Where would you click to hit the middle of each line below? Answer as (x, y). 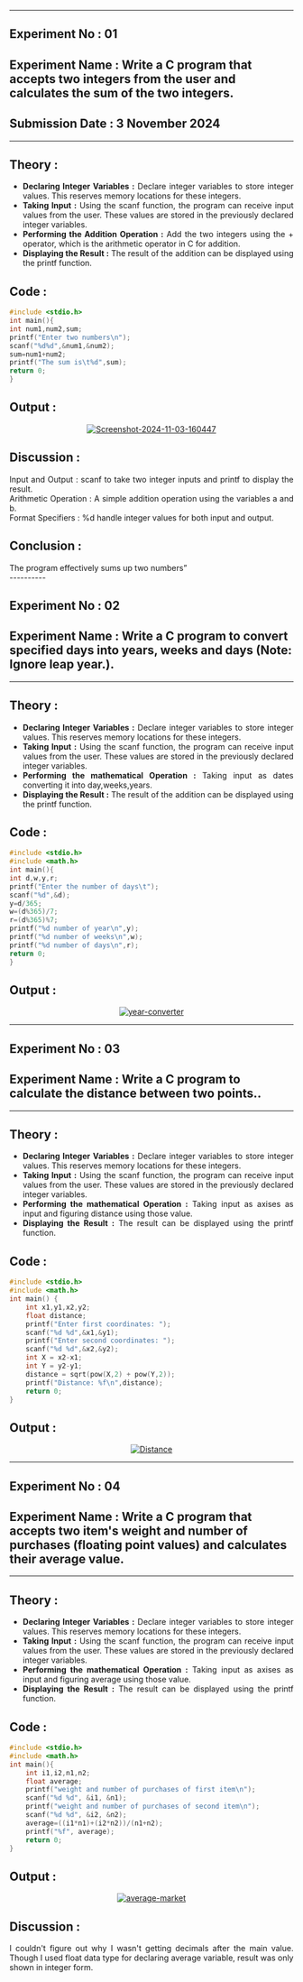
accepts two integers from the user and (123, 79)
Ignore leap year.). (62, 664)
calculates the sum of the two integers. (122, 92)
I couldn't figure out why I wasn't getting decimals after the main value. (151, 1949)
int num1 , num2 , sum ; (46, 329)
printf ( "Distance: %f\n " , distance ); (95, 1383)
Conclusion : (46, 546)
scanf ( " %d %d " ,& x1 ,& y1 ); (72, 1332)
